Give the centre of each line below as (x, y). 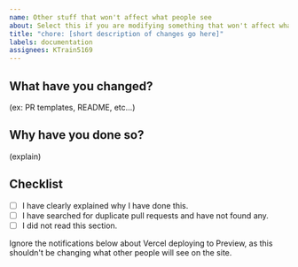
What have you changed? (81, 86)
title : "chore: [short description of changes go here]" (117, 34)
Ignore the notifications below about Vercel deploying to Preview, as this (141, 243)
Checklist (36, 184)
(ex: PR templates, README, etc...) (72, 107)
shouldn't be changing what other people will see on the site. (121, 252)
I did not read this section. (70, 225)
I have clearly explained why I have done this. (105, 205)
